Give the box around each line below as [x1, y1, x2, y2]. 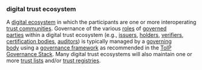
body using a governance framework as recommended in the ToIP [6, 44, 172, 51]
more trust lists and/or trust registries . [6, 57, 101, 65]
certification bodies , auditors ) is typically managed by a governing [6, 38, 172, 45]
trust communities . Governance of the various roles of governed [6, 25, 167, 32]
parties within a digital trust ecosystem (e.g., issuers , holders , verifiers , [6, 31, 184, 39]
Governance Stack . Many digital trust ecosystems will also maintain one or [6, 51, 192, 58]
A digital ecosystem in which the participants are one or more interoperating [6, 19, 197, 26]
